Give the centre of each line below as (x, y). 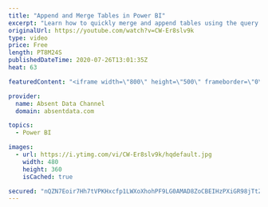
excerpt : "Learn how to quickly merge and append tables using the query (134, 23)
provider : (25, 96)
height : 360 (42, 169)
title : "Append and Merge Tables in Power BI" (87, 16)
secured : (23, 191)
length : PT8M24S (35, 53)
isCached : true (48, 177)
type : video (28, 38)
